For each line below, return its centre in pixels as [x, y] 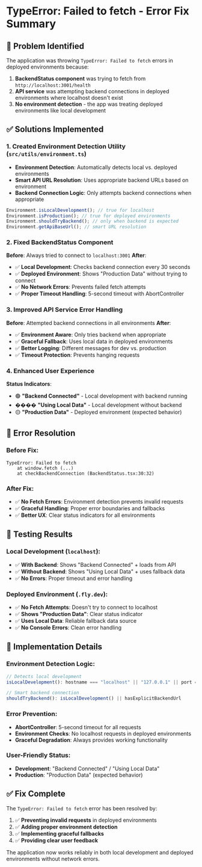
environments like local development [60, 110]
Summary [31, 24]
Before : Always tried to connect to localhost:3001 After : [76, 255]
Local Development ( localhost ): [54, 552]
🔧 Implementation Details [54, 647]
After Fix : [20, 489]
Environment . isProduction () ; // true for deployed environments [88, 216]
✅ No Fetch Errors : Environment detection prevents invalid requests [99, 502]
